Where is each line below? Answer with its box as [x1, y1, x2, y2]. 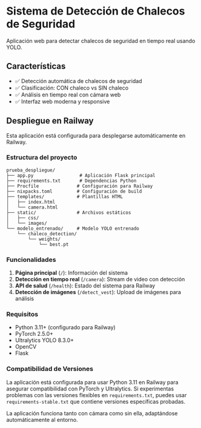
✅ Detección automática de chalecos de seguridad [15, 77, 142, 84]
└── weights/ [28, 236, 61, 242]
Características [6, 61, 66, 72]
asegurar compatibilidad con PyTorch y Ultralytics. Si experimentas [6, 385, 174, 392]
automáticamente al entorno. [6, 416, 78, 423]
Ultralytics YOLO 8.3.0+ [15, 336, 74, 344]
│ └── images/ [6, 220, 47, 226]
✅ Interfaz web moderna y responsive [15, 98, 110, 105]
